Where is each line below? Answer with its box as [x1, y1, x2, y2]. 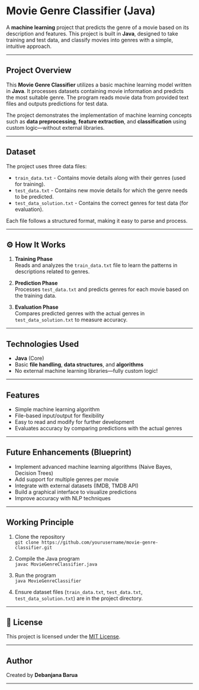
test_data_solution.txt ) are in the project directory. [14, 595, 143, 602]
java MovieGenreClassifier [14, 578, 82, 584]
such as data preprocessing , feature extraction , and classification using [6, 117, 187, 125]
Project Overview [6, 65, 72, 75]
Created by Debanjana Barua [6, 672, 78, 679]
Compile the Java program [14, 555, 80, 562]
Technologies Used [6, 339, 79, 349]
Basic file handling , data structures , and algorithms [14, 361, 144, 368]
